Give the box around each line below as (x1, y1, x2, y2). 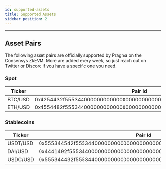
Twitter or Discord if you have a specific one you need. (5, 63, 117, 69)
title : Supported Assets (5, 12, 56, 17)
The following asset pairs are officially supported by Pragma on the (5, 52, 142, 58)
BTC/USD (7, 96, 30, 103)
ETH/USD (7, 104, 30, 111)
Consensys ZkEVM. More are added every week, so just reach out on (5, 58, 147, 64)
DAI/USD (7, 148, 28, 155)
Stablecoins (5, 119, 35, 126)
